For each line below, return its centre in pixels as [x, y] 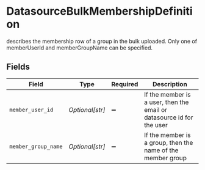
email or [156, 109]
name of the [161, 150]
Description [170, 84]
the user [156, 125]
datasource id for [169, 117]
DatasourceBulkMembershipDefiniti [100, 11]
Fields [18, 67]
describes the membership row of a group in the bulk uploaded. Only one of [102, 41]
